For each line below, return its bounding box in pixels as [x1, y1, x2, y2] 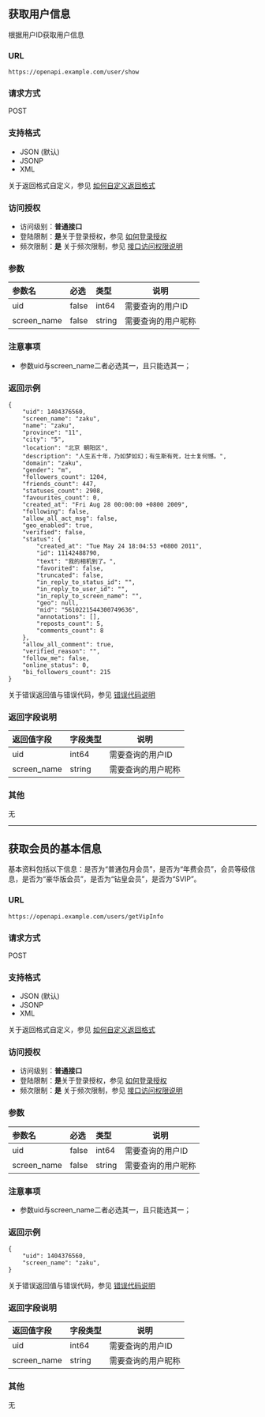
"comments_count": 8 [36, 627, 104, 635]
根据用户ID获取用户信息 [8, 30, 84, 40]
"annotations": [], [36, 612, 101, 620]
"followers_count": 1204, [22, 473, 108, 480]
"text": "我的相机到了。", [36, 557, 117, 565]
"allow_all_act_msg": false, [22, 514, 118, 522]
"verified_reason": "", [22, 647, 101, 655]
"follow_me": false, [22, 654, 90, 662]
